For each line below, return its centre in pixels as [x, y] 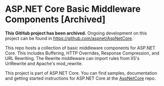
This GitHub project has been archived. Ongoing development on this [76, 33]
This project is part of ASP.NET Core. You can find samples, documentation [81, 73]
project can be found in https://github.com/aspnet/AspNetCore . [69, 38]
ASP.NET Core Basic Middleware [73, 9]
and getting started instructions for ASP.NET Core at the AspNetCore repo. [80, 78]
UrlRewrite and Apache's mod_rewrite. [44, 63]
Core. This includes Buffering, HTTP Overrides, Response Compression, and [82, 53]
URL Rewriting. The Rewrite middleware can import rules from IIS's [72, 58]
